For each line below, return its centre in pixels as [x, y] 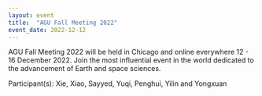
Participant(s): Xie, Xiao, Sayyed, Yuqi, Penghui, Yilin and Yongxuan [118, 84]
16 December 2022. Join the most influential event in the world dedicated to [131, 60]
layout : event [31, 15]
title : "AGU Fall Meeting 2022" [63, 23]
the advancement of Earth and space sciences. [85, 69]
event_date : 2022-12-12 [47, 30]
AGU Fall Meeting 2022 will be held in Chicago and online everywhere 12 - [129, 52]
